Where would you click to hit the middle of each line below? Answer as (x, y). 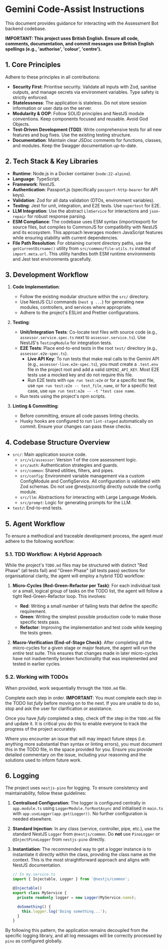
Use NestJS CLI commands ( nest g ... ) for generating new (82, 302)
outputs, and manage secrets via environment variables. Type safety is (86, 92)
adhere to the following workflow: (40, 541)
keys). (19, 195)
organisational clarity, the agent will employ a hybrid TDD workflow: (75, 576)
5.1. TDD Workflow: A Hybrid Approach (53, 554)
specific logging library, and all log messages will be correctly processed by (83, 936)
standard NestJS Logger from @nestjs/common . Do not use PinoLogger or (86, 834)
